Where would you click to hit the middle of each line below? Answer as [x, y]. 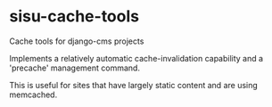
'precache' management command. [75, 68]
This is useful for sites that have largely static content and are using [134, 85]
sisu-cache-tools [74, 16]
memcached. [33, 95]
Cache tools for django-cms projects [77, 41]
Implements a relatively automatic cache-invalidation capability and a [136, 58]
